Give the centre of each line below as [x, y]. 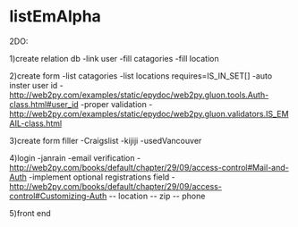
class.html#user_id [44, 104]
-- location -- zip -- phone [157, 196]
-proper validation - [116, 104]
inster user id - [37, 85]
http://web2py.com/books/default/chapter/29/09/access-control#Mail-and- [149, 167]
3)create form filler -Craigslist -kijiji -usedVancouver [106, 140]
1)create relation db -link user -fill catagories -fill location [114, 58]
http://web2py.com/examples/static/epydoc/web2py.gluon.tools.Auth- [139, 95]
